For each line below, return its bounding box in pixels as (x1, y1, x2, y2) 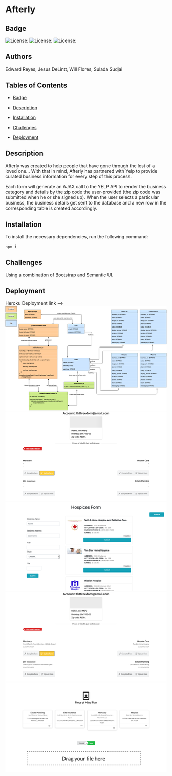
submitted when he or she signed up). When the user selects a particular (5, 194, 159, 200)
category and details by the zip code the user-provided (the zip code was (5, 189, 161, 195)
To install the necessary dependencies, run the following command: (5, 234, 148, 240)
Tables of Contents (5, 81, 68, 90)
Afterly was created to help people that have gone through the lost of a (5, 162, 155, 169)
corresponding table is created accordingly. (5, 205, 97, 211)
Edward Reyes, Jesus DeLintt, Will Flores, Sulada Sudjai (5, 66, 123, 72)
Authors (5, 52, 32, 61)
